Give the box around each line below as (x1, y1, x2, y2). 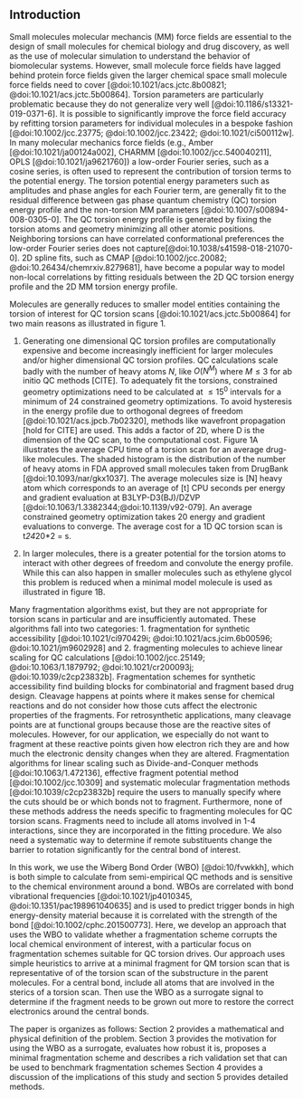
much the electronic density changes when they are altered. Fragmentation (9, 748, 289, 759)
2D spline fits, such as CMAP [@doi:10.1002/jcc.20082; (21, 252, 228, 263)
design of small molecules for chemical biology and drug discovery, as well (9, 41, 289, 52)
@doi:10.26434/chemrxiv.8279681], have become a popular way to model (9, 261, 285, 272)
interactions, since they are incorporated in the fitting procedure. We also (9, 825, 282, 836)
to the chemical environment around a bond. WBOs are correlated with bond (9, 881, 294, 892)
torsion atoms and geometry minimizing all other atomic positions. (9, 223, 256, 234)
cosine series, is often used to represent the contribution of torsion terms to (9, 166, 292, 176)
